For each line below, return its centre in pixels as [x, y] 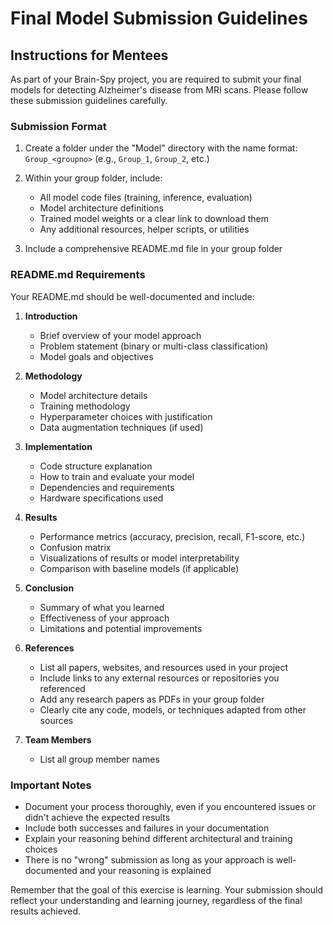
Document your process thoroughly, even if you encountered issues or [170, 806]
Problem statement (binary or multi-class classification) [154, 346]
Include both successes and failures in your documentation [147, 828]
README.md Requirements [78, 275]
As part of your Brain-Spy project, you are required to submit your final [156, 79]
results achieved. [46, 911]
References [49, 648]
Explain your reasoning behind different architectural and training [158, 838]
